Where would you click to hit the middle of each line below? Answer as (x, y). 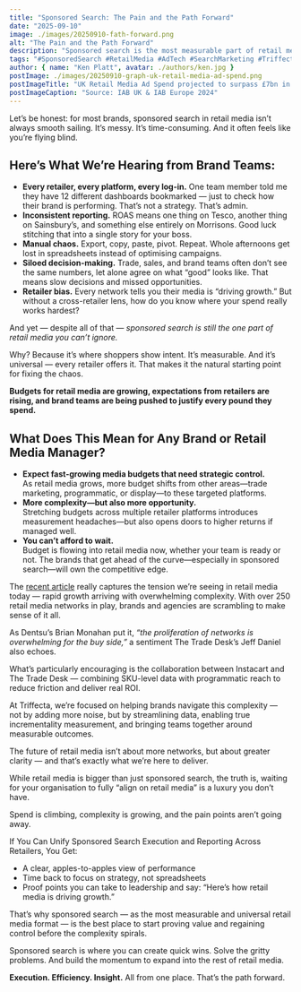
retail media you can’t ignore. (64, 338)
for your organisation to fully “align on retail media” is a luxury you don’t (142, 788)
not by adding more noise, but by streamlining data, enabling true (130, 715)
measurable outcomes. (52, 734)
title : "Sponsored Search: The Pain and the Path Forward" (122, 17)
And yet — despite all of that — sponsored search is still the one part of (142, 328)
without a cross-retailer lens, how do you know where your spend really (155, 301)
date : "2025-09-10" (46, 26)
